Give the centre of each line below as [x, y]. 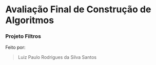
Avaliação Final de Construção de [78, 9]
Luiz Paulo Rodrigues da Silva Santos [57, 57]
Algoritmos [30, 20]
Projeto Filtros [23, 36]
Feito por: [15, 48]
